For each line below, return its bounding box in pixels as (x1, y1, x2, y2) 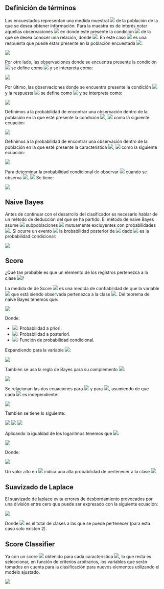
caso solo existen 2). (5, 526, 47, 532)
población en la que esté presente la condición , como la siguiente (5, 114, 150, 120)
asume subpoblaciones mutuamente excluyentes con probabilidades (5, 222, 156, 228)
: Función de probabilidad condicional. (17, 337, 94, 343)
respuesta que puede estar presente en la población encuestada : (5, 40, 143, 46)
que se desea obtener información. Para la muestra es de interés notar (5, 23, 148, 28)
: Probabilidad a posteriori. (17, 331, 71, 337)
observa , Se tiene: (5, 174, 54, 181)
